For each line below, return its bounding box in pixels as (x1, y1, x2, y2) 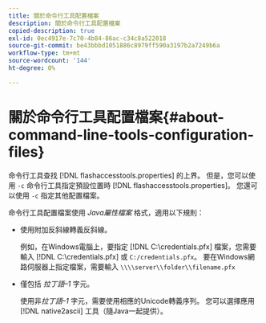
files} (8, 142, 46, 161)
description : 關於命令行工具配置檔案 (8, 19, 121, 27)
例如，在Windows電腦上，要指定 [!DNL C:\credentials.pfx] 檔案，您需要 (19, 242, 256, 251)
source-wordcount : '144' (8, 57, 91, 65)
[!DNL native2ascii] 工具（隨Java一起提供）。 (19, 306, 168, 316)
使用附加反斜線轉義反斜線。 (19, 224, 112, 234)
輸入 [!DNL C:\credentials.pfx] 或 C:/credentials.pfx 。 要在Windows (19, 251, 248, 261)
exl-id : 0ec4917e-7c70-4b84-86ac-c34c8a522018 (8, 34, 167, 43)
